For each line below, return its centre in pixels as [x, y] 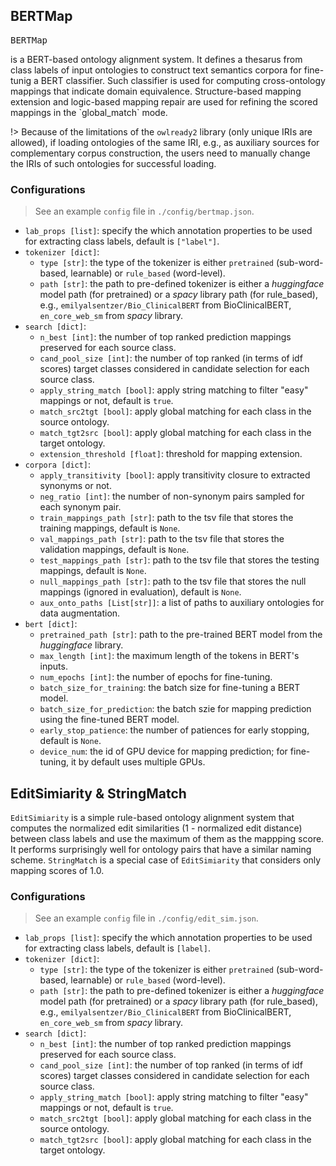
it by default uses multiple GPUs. [138, 762]
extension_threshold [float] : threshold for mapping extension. [171, 454]
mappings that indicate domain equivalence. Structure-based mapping [156, 91]
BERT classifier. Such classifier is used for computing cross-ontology [183, 80]
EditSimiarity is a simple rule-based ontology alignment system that [152, 817]
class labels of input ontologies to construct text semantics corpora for [156, 70]
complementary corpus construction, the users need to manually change [160, 153]
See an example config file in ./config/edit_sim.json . [146, 918]
